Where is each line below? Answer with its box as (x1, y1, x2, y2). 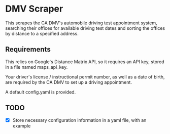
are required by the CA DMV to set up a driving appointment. (5, 79, 132, 85)
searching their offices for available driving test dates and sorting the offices (5, 25, 165, 31)
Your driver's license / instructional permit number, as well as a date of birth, (5, 74, 165, 80)
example (12, 122, 31, 129)
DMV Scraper (5, 3, 63, 15)
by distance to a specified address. (5, 30, 79, 36)
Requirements (5, 45, 51, 54)
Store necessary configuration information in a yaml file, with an (12, 117, 147, 123)
